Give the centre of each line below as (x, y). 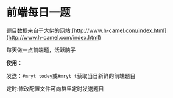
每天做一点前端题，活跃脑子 (41, 50)
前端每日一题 (39, 12)
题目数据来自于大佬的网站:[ (40, 30)
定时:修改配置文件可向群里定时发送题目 (55, 88)
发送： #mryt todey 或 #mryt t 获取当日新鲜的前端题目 (71, 75)
